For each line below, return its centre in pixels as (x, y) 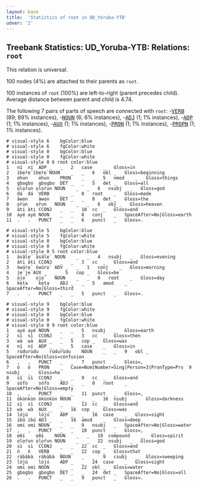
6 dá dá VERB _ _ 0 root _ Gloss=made (79, 194)
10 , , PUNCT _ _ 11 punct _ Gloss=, (75, 394)
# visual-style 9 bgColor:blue (49, 304)
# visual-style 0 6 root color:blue (52, 162)
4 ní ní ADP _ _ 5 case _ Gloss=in (71, 346)
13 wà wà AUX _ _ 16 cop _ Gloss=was (67, 409)
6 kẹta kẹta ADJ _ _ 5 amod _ (67, 283)
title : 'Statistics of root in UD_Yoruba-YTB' (67, 17)
